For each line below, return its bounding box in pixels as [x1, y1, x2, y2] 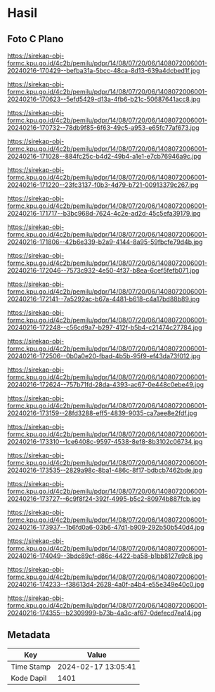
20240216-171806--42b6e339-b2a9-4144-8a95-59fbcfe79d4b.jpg [7, 237, 203, 246]
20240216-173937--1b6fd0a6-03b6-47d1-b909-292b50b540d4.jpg [7, 523, 205, 531]
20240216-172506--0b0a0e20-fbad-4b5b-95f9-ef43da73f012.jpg [7, 352, 201, 360]
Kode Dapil [11, 673, 47, 683]
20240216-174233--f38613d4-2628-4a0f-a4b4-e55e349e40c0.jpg [7, 580, 204, 588]
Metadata [7, 629, 51, 641]
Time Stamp [11, 662, 51, 672]
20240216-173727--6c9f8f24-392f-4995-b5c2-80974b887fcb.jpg [7, 495, 202, 503]
